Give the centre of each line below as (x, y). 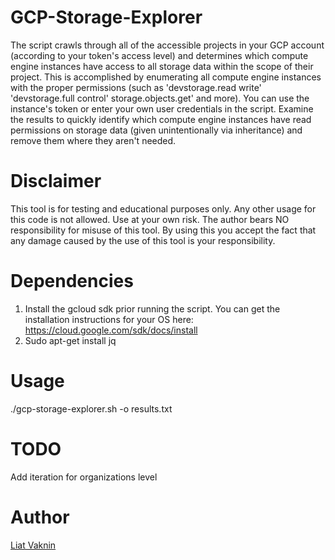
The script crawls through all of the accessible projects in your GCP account (167, 45)
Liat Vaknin (33, 545)
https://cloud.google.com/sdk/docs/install (111, 330)
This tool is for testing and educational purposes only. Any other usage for (163, 208)
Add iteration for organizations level (84, 477)
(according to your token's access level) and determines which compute (159, 55)
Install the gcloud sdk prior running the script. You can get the (152, 308)
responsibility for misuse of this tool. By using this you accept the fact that (163, 230)
